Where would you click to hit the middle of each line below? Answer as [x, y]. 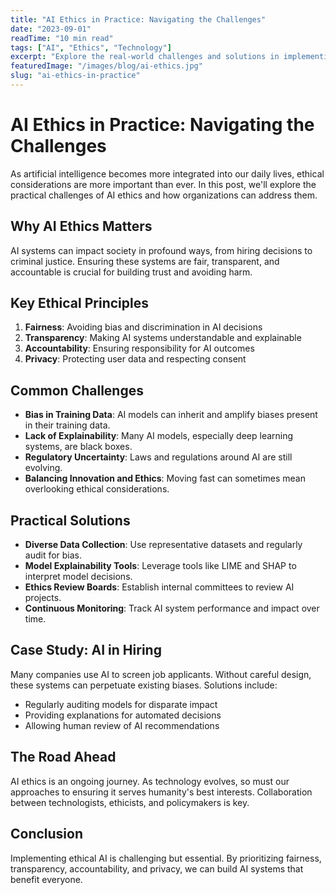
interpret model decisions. [78, 577]
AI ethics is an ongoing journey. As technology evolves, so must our [150, 781]
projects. [43, 598]
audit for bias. [53, 555]
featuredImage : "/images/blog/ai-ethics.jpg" [106, 66]
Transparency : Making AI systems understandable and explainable [163, 338]
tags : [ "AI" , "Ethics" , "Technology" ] [91, 47]
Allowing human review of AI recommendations [122, 725]
